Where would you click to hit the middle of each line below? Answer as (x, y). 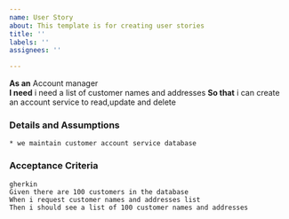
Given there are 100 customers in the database (99, 192)
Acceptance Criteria (54, 166)
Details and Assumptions (64, 125)
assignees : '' (36, 51)
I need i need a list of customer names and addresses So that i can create (144, 93)
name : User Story (41, 17)
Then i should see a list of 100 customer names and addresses (129, 207)
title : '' (28, 34)
